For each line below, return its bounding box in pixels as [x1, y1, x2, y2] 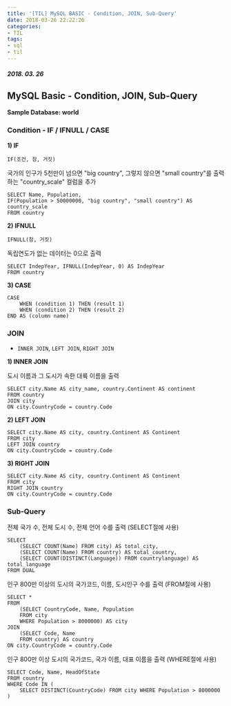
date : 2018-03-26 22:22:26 [7, 17, 85, 23]
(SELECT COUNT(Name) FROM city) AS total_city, [19, 543, 159, 550]
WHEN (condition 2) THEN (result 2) [19, 306, 125, 313]
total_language [7, 561, 51, 568]
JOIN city [7, 398, 36, 404]
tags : [7, 36, 23, 43]
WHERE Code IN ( [7, 681, 54, 688]
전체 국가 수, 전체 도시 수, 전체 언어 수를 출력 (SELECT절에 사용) [7, 523, 179, 531]
